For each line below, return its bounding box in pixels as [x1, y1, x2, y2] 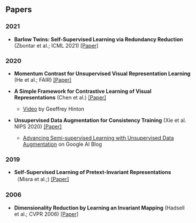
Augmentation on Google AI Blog [22, 141, 102, 148]
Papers [5, 5, 32, 15]
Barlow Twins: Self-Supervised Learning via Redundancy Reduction [13, 35, 183, 43]
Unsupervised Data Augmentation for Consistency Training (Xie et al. [13, 117, 187, 124]
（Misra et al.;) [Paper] [13, 176, 69, 183]
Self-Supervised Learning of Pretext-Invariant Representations [13, 169, 171, 176]
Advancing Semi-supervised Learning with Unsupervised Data [22, 134, 174, 141]
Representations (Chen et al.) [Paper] [13, 94, 106, 101]
